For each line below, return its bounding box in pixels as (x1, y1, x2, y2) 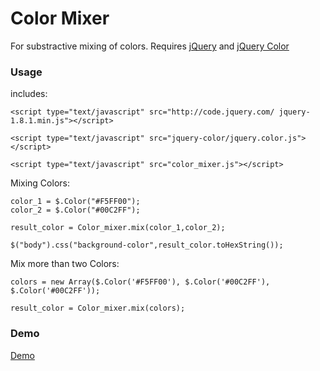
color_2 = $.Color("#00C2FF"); (10, 205, 141, 216)
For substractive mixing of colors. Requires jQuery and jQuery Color (10, 40, 290, 52)
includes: (10, 88, 48, 100)
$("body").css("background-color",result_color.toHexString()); (10, 240, 284, 251)
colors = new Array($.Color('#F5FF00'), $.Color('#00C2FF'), (10, 277, 271, 287)
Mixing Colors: (10, 177, 70, 189)
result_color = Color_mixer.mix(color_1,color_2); (10, 223, 226, 233)
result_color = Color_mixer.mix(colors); (10, 303, 186, 314)
